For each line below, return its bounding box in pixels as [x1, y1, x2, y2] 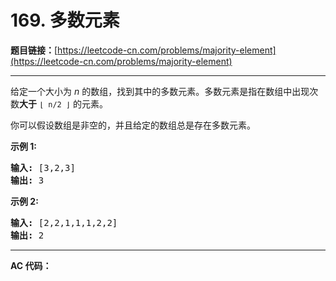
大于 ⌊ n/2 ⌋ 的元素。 [19, 97, 108, 110]
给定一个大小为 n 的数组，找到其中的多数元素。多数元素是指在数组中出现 [10, 85, 310, 97]
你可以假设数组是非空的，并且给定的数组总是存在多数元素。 [10, 119, 256, 131]
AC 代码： [10, 259, 52, 271]
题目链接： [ [10, 44, 58, 56]
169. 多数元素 [10, 9, 120, 32]
